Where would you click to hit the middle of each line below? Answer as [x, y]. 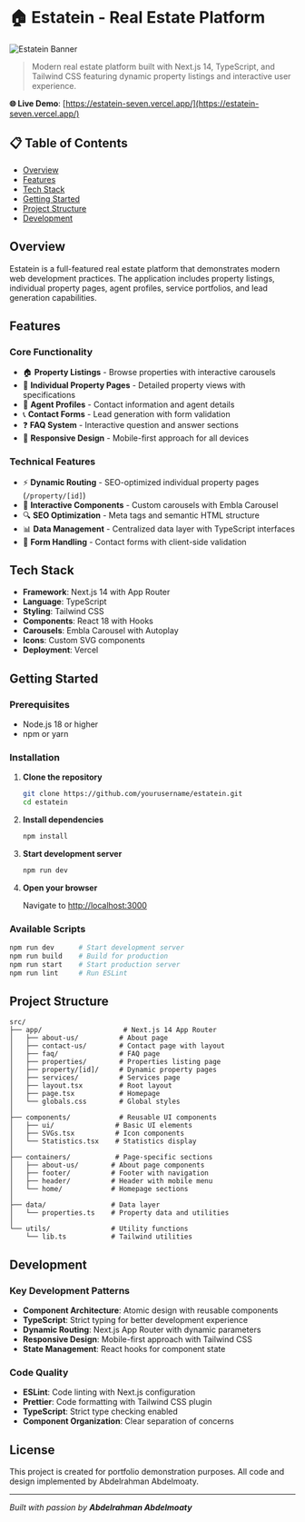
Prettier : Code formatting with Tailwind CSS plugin [117, 1402]
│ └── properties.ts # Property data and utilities [119, 1213]
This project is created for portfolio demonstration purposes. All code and [147, 1472]
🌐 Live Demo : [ [38, 103]
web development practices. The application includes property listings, [142, 278]
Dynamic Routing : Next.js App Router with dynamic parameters [142, 1330]
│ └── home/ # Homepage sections [99, 1189]
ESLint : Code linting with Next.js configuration [109, 1392]
